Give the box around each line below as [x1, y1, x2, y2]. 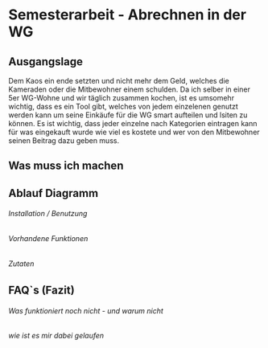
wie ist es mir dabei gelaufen [8, 331, 105, 341]
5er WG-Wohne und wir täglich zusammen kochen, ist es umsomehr [8, 93, 235, 102]
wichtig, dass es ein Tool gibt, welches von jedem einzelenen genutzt [8, 102, 239, 111]
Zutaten [8, 259, 35, 268]
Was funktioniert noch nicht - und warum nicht [8, 305, 163, 315]
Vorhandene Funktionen [8, 233, 89, 243]
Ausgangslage [8, 55, 83, 68]
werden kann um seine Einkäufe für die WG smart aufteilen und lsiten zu [8, 110, 248, 120]
